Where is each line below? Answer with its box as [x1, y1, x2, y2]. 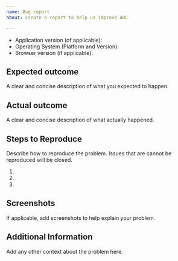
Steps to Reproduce [6, 134, 83, 144]
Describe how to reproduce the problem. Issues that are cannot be [6, 149, 172, 157]
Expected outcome [6, 66, 79, 77]
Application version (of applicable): [14, 36, 103, 43]
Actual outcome [6, 100, 68, 111]
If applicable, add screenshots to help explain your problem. [6, 214, 156, 221]
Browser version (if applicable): [14, 49, 94, 56]
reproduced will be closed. [6, 156, 72, 163]
